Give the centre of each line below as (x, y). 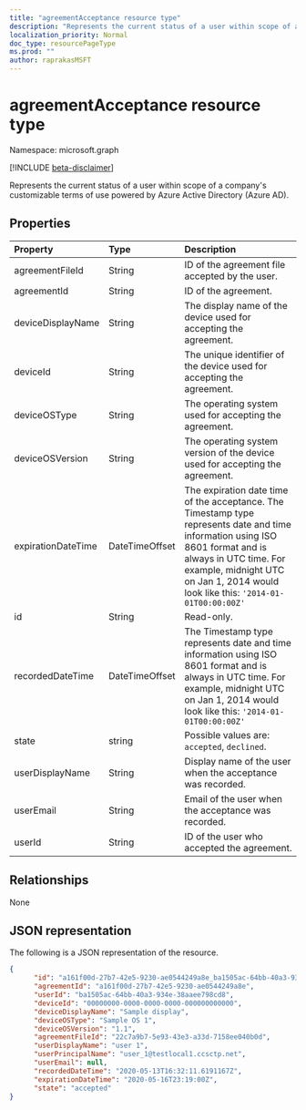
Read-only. (209, 616)
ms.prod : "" (32, 52)
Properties (40, 224)
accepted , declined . (225, 746)
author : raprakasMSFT (51, 60)
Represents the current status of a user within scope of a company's (138, 185)
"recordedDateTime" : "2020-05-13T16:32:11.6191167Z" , (138, 1071)
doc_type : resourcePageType (63, 43)
